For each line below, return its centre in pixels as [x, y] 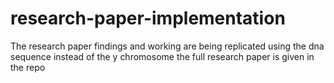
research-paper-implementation [148, 18]
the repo [28, 67]
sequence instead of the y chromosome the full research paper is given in [162, 56]
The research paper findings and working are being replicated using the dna [167, 46]
